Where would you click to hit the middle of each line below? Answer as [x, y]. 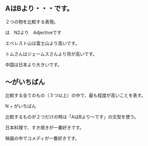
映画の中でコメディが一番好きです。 [42, 138]
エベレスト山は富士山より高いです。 [42, 43]
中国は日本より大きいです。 [33, 65]
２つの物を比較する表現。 [32, 22]
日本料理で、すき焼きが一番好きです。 [45, 127]
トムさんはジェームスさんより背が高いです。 [51, 54]
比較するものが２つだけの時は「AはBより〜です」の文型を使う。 [72, 117]
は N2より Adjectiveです [33, 32]
